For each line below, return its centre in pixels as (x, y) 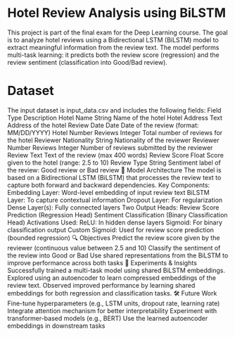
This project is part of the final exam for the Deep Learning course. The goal (118, 32)
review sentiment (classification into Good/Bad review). (87, 62)
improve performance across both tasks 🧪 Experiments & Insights (102, 262)
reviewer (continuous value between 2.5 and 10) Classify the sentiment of (114, 248)
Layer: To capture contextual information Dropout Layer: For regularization (115, 200)
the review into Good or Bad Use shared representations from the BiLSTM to (118, 255)
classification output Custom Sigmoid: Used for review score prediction (111, 229)
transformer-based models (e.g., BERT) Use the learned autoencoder (108, 318)
